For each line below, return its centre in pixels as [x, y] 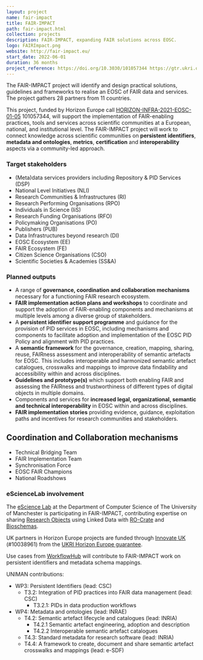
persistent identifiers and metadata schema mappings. [74, 563]
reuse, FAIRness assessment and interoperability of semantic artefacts [103, 354]
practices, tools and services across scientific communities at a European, [99, 123]
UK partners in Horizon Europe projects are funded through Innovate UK [96, 538]
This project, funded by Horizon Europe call [60, 110]
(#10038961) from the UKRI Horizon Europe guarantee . [75, 544]
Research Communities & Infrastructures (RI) [71, 197]
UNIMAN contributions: [35, 574]
